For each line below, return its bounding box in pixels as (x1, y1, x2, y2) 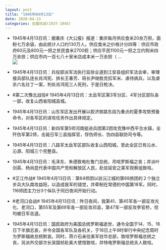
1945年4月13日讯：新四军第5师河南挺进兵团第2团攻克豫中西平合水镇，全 (12, 125, 161, 131)
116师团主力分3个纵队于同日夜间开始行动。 (12, 188, 100, 194)
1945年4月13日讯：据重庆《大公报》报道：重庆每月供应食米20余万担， (12, 35, 157, 41)
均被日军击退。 (12, 210, 43, 216)
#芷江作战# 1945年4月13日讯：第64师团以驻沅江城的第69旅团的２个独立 (12, 175, 160, 181)
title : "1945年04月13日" (5, 12, 55, 17)
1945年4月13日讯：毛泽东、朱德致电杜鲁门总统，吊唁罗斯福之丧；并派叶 (12, 159, 160, 165)
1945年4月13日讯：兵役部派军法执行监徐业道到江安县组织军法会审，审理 (12, 69, 160, 75)
